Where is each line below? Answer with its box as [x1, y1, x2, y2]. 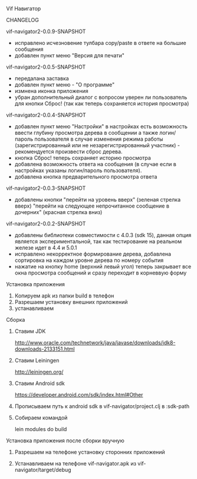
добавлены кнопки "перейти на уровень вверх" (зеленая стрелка [14, 196, 181, 203]
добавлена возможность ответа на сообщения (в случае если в [14, 161, 177, 167]
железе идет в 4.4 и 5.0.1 [14, 244, 77, 251]
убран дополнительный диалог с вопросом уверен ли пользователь [14, 94, 188, 101]
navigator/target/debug [14, 467, 72, 473]
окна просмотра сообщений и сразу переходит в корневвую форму [14, 269, 187, 276]
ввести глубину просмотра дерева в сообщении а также [14, 130, 158, 136]
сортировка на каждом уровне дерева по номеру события [14, 257, 164, 264]
